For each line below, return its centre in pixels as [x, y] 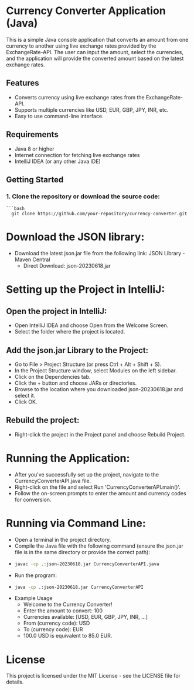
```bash [16, 209]
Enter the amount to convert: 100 [63, 611]
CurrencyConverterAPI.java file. [53, 481]
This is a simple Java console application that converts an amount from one [97, 39]
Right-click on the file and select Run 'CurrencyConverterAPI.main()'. [97, 487]
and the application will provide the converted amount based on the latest [95, 58]
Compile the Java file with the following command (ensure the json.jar [99, 546]
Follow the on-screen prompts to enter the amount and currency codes [100, 493]
